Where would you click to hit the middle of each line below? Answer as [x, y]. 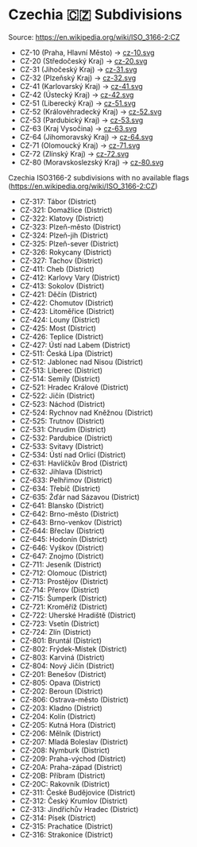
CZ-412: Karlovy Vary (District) [70, 277]
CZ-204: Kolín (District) [58, 716]
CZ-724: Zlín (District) [55, 632]
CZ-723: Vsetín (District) [60, 623]
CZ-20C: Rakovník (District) [65, 783]
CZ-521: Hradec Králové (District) [74, 387]
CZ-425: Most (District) [58, 328]
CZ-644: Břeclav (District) [62, 531]
